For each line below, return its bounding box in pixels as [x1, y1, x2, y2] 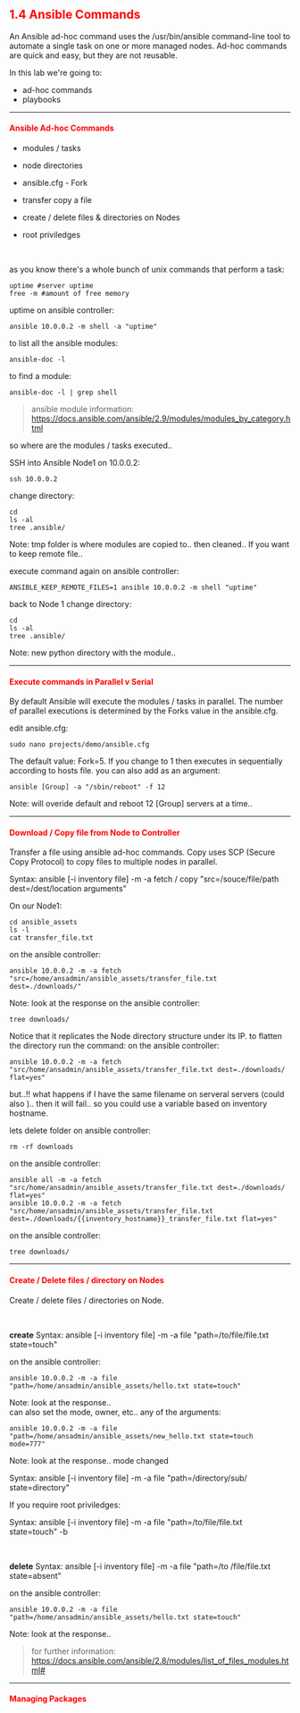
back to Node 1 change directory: [9, 599, 132, 610]
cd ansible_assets [9, 918, 78, 927]
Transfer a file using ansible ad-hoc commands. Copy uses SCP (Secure [9, 847, 276, 857]
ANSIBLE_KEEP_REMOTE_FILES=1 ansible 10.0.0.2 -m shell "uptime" [9, 583, 257, 593]
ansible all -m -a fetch [9, 1176, 102, 1185]
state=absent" [9, 1570, 62, 1581]
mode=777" [9, 1439, 46, 1448]
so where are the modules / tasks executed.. [9, 440, 172, 451]
